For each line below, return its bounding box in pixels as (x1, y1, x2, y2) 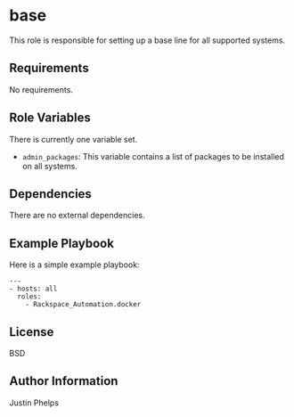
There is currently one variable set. (9, 134, 138, 144)
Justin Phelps (9, 397, 60, 408)
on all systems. (21, 160, 78, 171)
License (9, 324, 54, 339)
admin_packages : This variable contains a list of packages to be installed (21, 151, 285, 161)
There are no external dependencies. (9, 210, 145, 221)
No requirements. (9, 84, 74, 94)
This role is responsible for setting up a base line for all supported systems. (9, 35, 286, 45)
